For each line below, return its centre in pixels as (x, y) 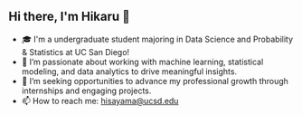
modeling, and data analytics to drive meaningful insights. (129, 71)
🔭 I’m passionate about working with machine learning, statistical (142, 62)
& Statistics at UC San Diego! (75, 52)
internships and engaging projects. (86, 91)
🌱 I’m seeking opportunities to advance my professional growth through (155, 81)
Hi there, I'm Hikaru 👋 (69, 17)
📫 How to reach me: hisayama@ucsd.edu (100, 101)
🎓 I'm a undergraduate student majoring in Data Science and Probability (157, 39)
